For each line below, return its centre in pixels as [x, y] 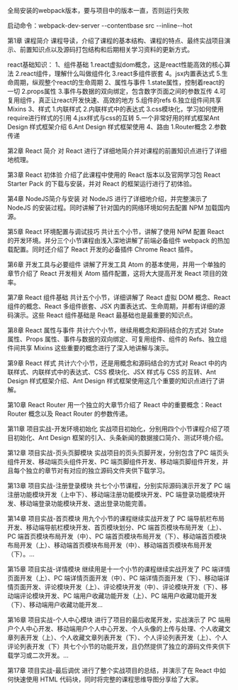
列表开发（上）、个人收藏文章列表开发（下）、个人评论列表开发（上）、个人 [120, 637]
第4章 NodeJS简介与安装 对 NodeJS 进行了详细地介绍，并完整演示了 [108, 199]
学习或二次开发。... [41, 655]
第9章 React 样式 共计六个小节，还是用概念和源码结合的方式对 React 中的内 [117, 363]
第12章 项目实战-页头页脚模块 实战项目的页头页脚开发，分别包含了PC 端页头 [118, 453]
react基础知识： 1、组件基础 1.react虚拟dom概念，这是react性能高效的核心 [116, 65]
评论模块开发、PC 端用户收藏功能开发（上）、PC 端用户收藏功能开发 [118, 596]
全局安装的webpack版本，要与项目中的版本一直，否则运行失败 [98, 10]
